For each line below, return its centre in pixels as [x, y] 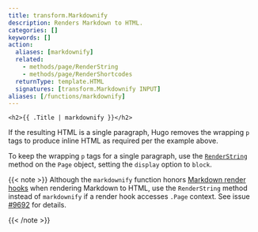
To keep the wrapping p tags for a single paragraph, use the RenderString [128, 156]
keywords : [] [30, 37]
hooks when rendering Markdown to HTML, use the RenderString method [128, 188]
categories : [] [33, 30]
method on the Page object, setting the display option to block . [110, 165]
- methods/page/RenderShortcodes [78, 74]
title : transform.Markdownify [58, 15]
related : [30, 60]
